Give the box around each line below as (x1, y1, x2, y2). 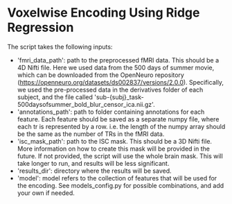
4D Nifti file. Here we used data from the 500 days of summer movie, (17, 63, 215, 71)
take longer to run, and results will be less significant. (17, 159, 170, 167)
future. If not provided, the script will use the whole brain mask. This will (17, 151, 223, 160)
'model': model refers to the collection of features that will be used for (17, 173, 217, 182)
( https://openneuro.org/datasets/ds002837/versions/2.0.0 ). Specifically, (17, 78, 224, 86)
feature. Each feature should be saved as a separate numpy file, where (17, 114, 220, 123)
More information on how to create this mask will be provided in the (17, 144, 210, 153)
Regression (7, 19, 74, 35)
